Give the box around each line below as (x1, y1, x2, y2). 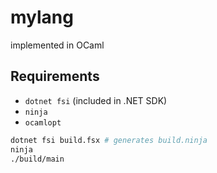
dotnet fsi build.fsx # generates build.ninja (10, 135, 208, 145)
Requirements (10, 68, 100, 85)
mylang (10, 6, 74, 29)
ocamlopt (24, 117, 62, 128)
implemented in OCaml (10, 39, 105, 51)
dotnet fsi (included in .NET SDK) (24, 94, 168, 106)
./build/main (10, 154, 65, 164)
